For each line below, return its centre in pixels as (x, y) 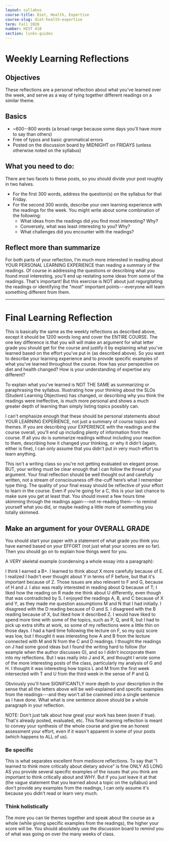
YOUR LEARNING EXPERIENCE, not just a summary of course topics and (81, 422)
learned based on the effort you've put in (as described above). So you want (85, 353)
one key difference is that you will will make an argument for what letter (80, 342)
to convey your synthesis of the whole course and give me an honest (77, 726)
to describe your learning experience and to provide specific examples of (82, 358)
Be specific (19, 750)
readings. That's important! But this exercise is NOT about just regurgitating (84, 281)
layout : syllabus (24, 10)
